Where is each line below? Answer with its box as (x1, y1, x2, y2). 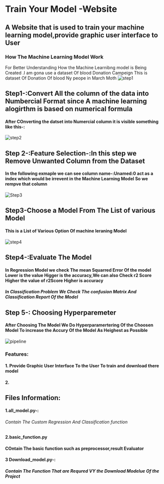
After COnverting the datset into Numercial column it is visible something (5, 119, 159, 124)
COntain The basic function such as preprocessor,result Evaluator (5, 445, 144, 451)
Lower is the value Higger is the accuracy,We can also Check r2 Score (5, 272, 152, 278)
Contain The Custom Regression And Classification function (5, 419, 128, 425)
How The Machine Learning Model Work (5, 53, 104, 60)
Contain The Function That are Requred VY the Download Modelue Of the (5, 468, 160, 474)
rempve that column (5, 181, 48, 187)
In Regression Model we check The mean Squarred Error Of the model (5, 267, 152, 273)
